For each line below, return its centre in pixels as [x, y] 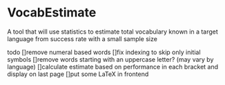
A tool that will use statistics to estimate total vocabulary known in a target [113, 32]
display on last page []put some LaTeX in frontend [78, 74]
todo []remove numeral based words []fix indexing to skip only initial [104, 52]
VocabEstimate [52, 13]
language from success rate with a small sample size [82, 38]
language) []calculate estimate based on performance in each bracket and [113, 66]
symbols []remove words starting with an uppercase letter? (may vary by [110, 59]
